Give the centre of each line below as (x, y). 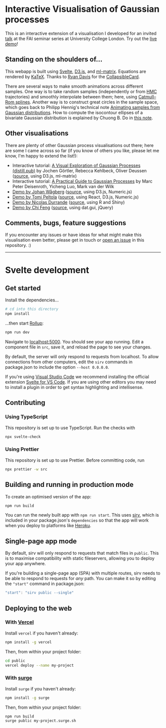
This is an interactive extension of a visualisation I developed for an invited (81, 33)
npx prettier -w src (26, 469)
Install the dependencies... (32, 300)
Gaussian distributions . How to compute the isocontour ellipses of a (74, 112)
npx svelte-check (23, 437)
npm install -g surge (27, 698)
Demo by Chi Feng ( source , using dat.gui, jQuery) (63, 207)
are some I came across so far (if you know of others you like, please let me (82, 150)
